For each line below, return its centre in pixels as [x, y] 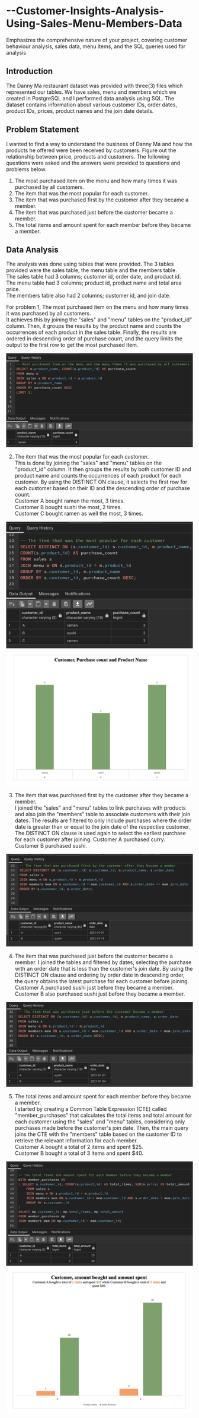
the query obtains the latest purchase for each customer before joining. [102, 981]
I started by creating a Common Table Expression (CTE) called [91, 1109]
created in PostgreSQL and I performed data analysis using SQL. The [90, 98]
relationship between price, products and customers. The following [88, 156]
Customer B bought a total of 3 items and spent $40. [79, 1153]
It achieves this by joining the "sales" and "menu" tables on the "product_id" [99, 320]
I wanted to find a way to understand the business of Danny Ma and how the [99, 144]
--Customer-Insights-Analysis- [85, 11]
